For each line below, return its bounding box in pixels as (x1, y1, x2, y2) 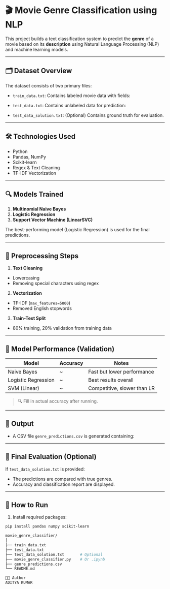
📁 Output (5, 419, 34, 428)
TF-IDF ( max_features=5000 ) (12, 300, 71, 306)
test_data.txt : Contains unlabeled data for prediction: (12, 102, 126, 108)
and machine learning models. (5, 46, 68, 52)
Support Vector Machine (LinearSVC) (12, 217, 93, 223)
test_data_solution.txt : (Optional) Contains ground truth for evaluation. (12, 112, 164, 118)
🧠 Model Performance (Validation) (5, 345, 115, 353)
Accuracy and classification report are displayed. (12, 481, 115, 487)
